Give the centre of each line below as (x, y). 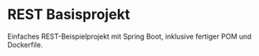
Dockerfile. (25, 44)
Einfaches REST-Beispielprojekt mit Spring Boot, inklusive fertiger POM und (129, 36)
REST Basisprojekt (69, 15)
